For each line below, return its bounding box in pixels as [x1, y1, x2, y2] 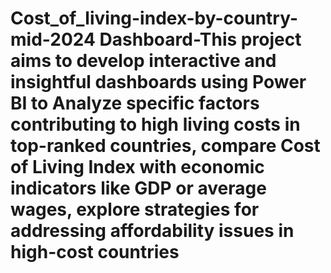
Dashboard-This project [99, 28, 302, 51]
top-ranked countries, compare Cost [10, 135, 321, 157]
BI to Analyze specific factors [10, 92, 260, 115]
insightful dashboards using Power [10, 71, 307, 94]
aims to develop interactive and [10, 50, 277, 72]
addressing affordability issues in [10, 220, 295, 242]
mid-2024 [10, 28, 96, 51]
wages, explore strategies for [10, 198, 260, 221]
